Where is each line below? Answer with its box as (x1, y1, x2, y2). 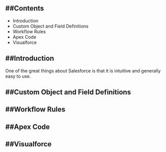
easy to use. (5, 73, 31, 79)
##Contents (5, 4, 44, 13)
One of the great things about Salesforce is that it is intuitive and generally (5, 67, 161, 73)
